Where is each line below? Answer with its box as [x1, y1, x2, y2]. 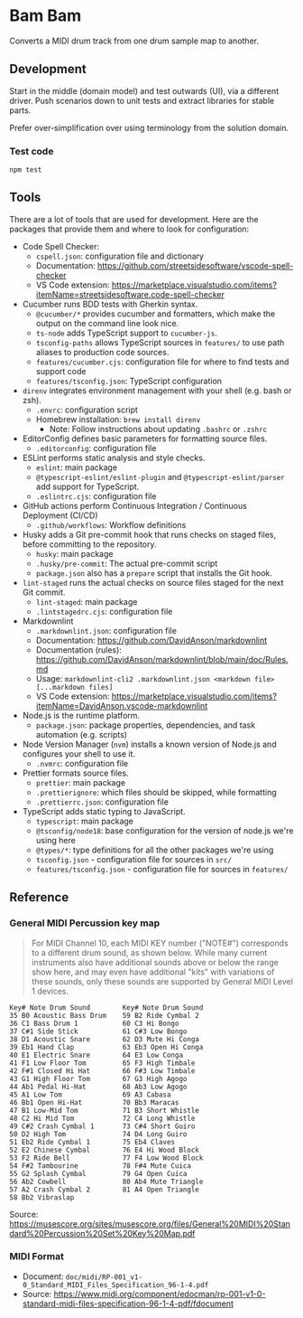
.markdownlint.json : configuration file [35, 625, 178, 635]
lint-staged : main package [35, 596, 138, 607]
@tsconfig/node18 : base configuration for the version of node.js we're [35, 824, 294, 836]
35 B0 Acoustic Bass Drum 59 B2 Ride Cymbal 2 [9, 1011, 200, 1020]
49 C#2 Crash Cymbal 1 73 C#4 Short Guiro [9, 1122, 196, 1131]
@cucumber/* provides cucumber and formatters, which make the [35, 308, 276, 319]
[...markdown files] [35, 683, 114, 692]
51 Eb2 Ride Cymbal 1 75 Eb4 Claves [9, 1137, 176, 1146]
